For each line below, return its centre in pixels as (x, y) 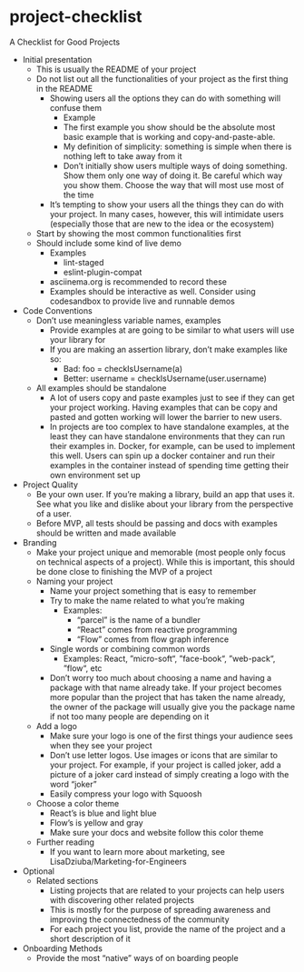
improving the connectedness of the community (139, 919)
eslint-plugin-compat (103, 272)
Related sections (67, 880)
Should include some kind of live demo (108, 243)
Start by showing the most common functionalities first (138, 233)
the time (78, 195)
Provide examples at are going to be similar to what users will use (172, 330)
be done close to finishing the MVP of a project (124, 571)
